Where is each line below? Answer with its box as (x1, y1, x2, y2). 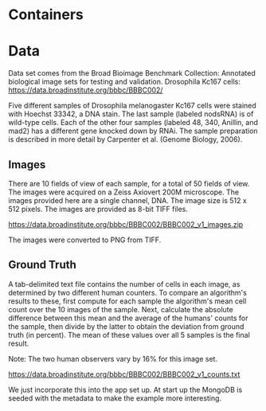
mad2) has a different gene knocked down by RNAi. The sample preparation (8, 126, 258, 136)
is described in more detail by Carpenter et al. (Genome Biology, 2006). (8, 135, 243, 144)
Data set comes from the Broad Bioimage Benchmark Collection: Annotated (8, 68, 256, 78)
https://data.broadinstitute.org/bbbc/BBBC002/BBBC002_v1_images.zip (8, 219, 244, 229)
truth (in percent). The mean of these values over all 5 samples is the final (8, 330, 251, 339)
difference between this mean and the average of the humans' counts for (8, 313, 248, 323)
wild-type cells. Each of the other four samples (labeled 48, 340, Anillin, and (8, 118, 259, 127)
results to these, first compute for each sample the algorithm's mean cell (8, 296, 247, 306)
